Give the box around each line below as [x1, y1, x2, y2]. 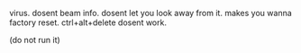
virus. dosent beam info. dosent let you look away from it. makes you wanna [9, 8, 293, 18]
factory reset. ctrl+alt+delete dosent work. [9, 17, 167, 28]
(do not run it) [9, 35, 60, 45]
